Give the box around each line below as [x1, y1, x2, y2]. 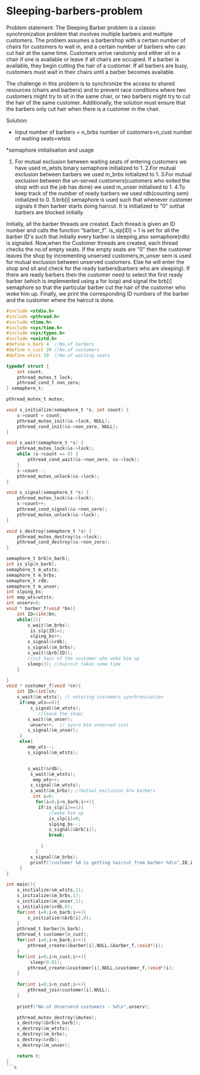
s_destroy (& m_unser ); [17, 1042, 70, 1048]
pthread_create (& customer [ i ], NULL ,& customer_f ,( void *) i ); [27, 965, 174, 971]
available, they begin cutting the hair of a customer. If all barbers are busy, [6, 62, 189, 69]
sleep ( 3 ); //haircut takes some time [27, 661, 121, 667]
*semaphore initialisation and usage [6, 146, 94, 153]
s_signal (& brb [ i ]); [48, 827, 97, 833]
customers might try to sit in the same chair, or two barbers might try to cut [6, 93, 190, 100]
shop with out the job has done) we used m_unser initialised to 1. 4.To [14, 183, 186, 191]
